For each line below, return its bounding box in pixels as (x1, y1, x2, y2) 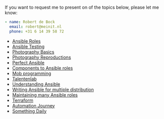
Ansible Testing (12, 43, 45, 50)
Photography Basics (12, 49, 54, 55)
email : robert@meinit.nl (9, 24, 62, 29)
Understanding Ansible (12, 81, 60, 87)
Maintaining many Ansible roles (12, 92, 78, 98)
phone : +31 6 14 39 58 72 (9, 29, 64, 34)
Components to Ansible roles (12, 65, 73, 71)
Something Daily (12, 108, 47, 114)
